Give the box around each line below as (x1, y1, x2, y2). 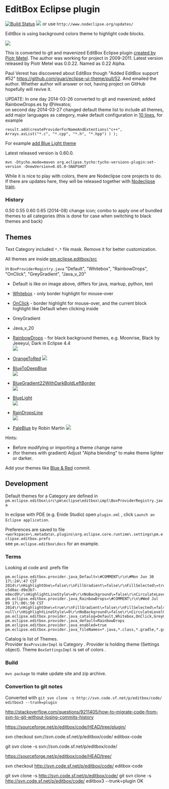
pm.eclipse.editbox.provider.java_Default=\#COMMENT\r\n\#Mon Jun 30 (5, 574, 154, 579)
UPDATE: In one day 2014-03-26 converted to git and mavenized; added (5, 96, 156, 102)
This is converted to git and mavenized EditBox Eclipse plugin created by (5, 49, 156, 56)
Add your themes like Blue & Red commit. (5, 465, 91, 471)
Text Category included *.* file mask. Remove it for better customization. (5, 246, 157, 252)
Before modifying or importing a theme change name (12, 445, 123, 451)
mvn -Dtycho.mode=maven (5, 159, 55, 164)
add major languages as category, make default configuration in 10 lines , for (5, 112, 163, 118)
